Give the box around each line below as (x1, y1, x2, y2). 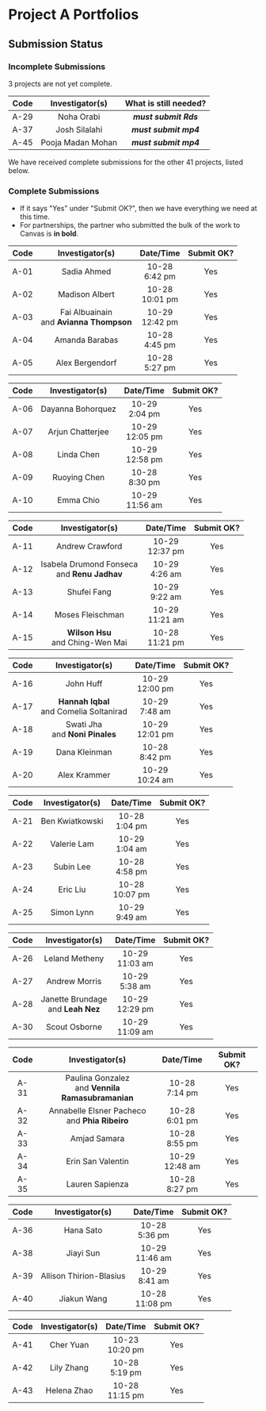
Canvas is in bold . (19, 229, 79, 239)
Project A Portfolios (8, 6, 139, 24)
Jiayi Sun (66, 1248, 101, 1259)
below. (8, 165, 30, 175)
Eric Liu (58, 884, 86, 895)
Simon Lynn (50, 907, 94, 918)
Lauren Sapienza (66, 1178, 129, 1190)
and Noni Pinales (51, 729, 116, 740)
